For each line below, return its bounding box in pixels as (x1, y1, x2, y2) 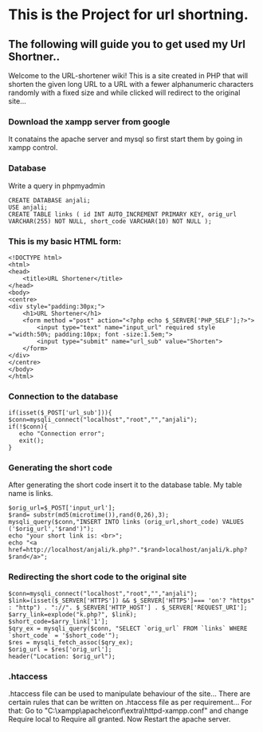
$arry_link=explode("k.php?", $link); (8, 610, 137, 619)
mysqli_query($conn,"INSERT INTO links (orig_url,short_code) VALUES (8, 518, 245, 526)
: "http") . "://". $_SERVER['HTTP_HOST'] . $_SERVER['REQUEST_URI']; (8, 604, 248, 612)
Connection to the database (8, 391, 119, 402)
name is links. (8, 489, 53, 498)
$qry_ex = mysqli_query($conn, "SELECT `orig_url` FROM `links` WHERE (8, 624, 248, 632)
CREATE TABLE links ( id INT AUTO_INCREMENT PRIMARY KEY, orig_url (8, 210, 237, 218)
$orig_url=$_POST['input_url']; (8, 504, 116, 512)
